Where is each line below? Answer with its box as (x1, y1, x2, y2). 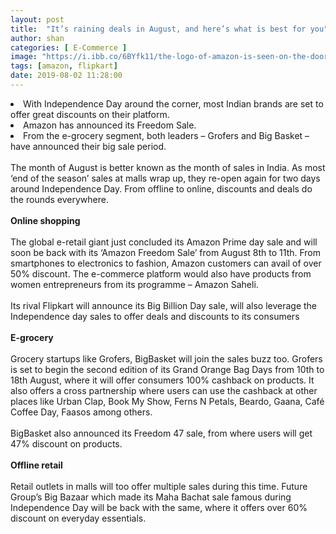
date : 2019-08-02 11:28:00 (10, 71, 123, 81)
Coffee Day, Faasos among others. (10, 406, 153, 418)
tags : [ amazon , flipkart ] (10, 61, 118, 71)
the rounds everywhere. (10, 193, 109, 205)
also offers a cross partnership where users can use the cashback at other (10, 384, 318, 396)
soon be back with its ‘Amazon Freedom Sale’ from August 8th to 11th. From (10, 246, 322, 258)
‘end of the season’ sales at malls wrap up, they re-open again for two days (10, 172, 321, 184)
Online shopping (10, 214, 81, 226)
